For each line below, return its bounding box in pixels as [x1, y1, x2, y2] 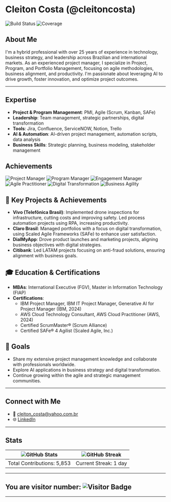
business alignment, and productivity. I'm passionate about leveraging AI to [5, 70, 163, 77]
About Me [5, 35, 37, 44]
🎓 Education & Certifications [5, 268, 100, 277]
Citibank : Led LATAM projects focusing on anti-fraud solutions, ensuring [12, 247, 165, 253]
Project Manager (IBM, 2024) [20, 306, 82, 312]
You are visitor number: [5, 483, 81, 491]
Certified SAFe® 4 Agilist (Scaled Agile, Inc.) [20, 328, 113, 333]
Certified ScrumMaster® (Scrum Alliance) [20, 322, 107, 328]
